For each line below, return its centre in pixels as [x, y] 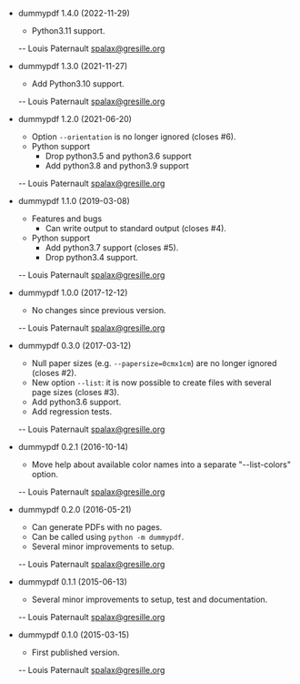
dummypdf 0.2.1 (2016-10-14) [73, 447]
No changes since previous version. [99, 310]
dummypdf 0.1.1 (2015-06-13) [72, 582]
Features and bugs [67, 219]
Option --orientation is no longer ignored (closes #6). [134, 137]
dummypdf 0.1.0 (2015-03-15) [74, 635]
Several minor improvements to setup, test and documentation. [150, 599]
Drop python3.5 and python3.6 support [119, 156]
